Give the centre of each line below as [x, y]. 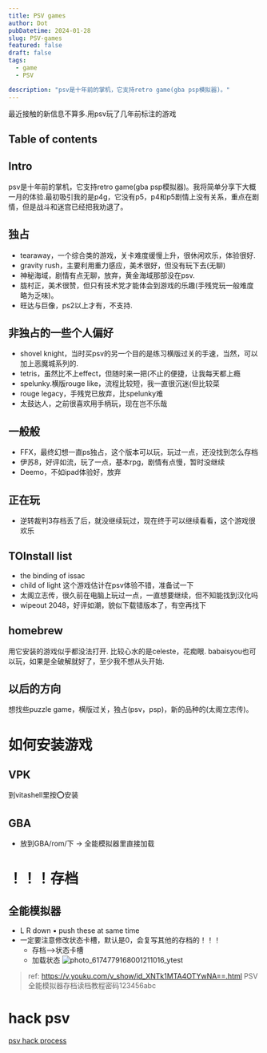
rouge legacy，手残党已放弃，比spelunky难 [92, 394]
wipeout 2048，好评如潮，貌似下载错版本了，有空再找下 [113, 605]
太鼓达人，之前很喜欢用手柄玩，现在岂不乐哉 [94, 404]
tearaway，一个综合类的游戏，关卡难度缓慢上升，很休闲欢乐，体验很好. [137, 255]
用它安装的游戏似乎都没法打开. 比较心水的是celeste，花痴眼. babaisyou [125, 651]
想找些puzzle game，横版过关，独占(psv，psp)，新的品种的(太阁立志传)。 [131, 709]
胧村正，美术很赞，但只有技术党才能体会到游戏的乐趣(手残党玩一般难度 [137, 285]
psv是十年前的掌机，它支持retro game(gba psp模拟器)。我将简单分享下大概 [132, 187]
